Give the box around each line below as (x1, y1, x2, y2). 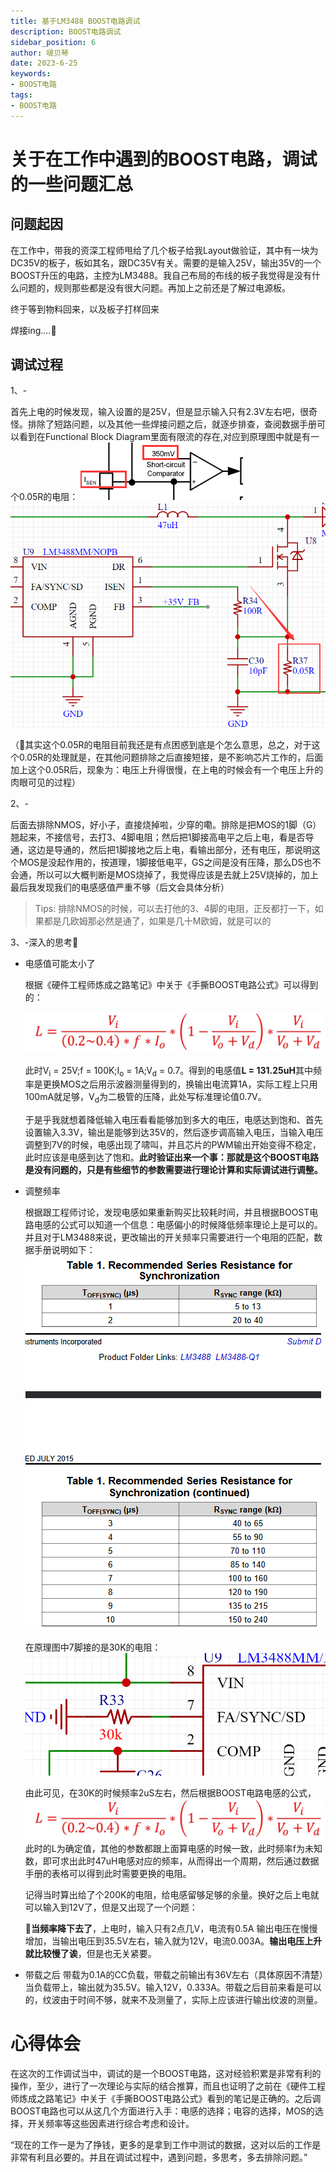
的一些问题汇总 (10, 173, 134, 195)
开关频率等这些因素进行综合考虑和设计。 (27, 2117, 195, 2129)
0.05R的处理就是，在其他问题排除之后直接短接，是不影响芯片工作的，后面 (18, 751, 324, 764)
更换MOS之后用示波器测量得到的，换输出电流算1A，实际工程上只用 (42, 1078, 318, 1090)
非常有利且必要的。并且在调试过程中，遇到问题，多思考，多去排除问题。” (10, 2151, 308, 2163)
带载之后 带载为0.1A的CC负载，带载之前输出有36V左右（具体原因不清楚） (24, 1968, 324, 1980)
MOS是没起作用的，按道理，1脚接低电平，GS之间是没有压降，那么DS (18, 856, 304, 869)
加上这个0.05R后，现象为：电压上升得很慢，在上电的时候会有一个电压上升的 (10, 764, 324, 776)
